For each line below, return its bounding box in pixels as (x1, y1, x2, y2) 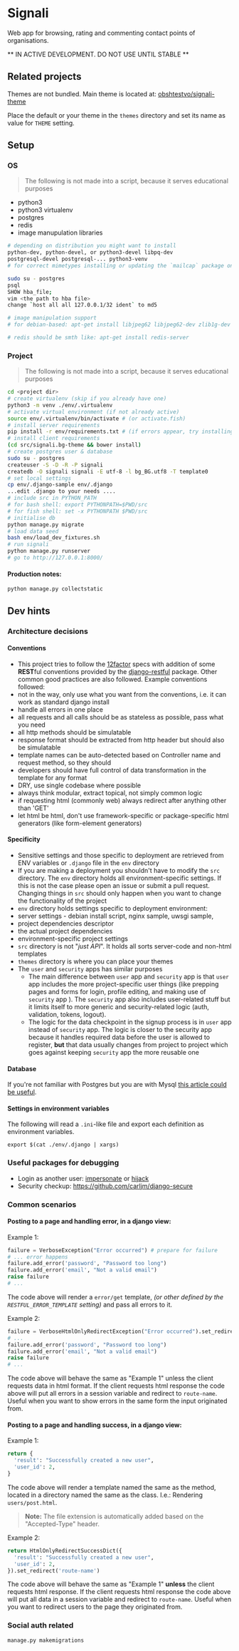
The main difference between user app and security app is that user (28, 972, 230, 981)
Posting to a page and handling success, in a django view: (7, 1421, 182, 1429)
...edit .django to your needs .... (7, 488, 116, 495)
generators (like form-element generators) (17, 819, 142, 827)
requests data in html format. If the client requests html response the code (7, 1381, 225, 1390)
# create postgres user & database (7, 448, 113, 456)
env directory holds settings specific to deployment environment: (17, 904, 208, 912)
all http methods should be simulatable (17, 727, 132, 736)
